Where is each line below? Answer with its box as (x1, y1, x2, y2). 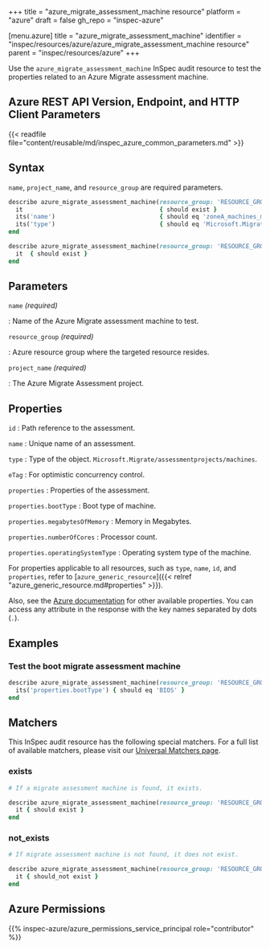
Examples (8, 636, 59, 650)
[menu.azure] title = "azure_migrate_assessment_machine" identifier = (8, 31, 242, 40)
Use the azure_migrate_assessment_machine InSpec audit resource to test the (8, 63, 261, 73)
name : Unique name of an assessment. (8, 439, 136, 448)
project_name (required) (8, 363, 87, 373)
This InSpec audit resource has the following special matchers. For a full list (8, 737, 259, 747)
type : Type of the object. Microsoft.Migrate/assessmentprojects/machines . (8, 454, 257, 464)
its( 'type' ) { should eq (15, 220, 199, 228)
